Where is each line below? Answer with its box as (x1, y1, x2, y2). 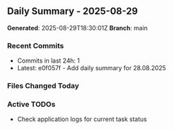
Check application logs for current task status (17, 115, 147, 123)
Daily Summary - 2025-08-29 (7, 6, 138, 17)
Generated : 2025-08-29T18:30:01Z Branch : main (7, 23, 148, 32)
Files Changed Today (7, 81, 79, 91)
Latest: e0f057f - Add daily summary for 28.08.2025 (17, 64, 167, 72)
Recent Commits (7, 41, 64, 50)
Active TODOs (7, 99, 56, 109)
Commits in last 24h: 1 (17, 56, 81, 65)
